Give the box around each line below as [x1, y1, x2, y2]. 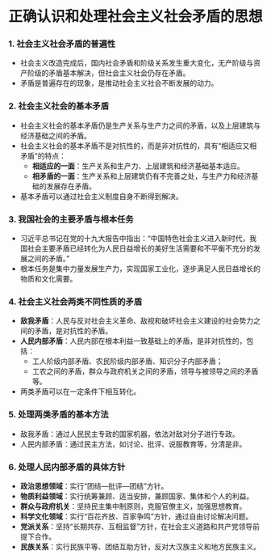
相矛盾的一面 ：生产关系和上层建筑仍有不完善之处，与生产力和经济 [31, 171, 252, 180]
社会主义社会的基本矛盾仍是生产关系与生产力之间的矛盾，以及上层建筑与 [19, 121, 261, 130]
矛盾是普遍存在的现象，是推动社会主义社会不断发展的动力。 [19, 78, 219, 88]
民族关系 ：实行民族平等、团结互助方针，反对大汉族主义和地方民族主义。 [19, 541, 261, 551]
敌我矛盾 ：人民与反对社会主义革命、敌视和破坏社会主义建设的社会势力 [19, 316, 254, 326]
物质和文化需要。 [19, 274, 77, 284]
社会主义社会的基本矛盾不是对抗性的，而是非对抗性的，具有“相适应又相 [19, 141, 256, 150]
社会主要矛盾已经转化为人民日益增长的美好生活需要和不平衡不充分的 [27, 244, 254, 253]
